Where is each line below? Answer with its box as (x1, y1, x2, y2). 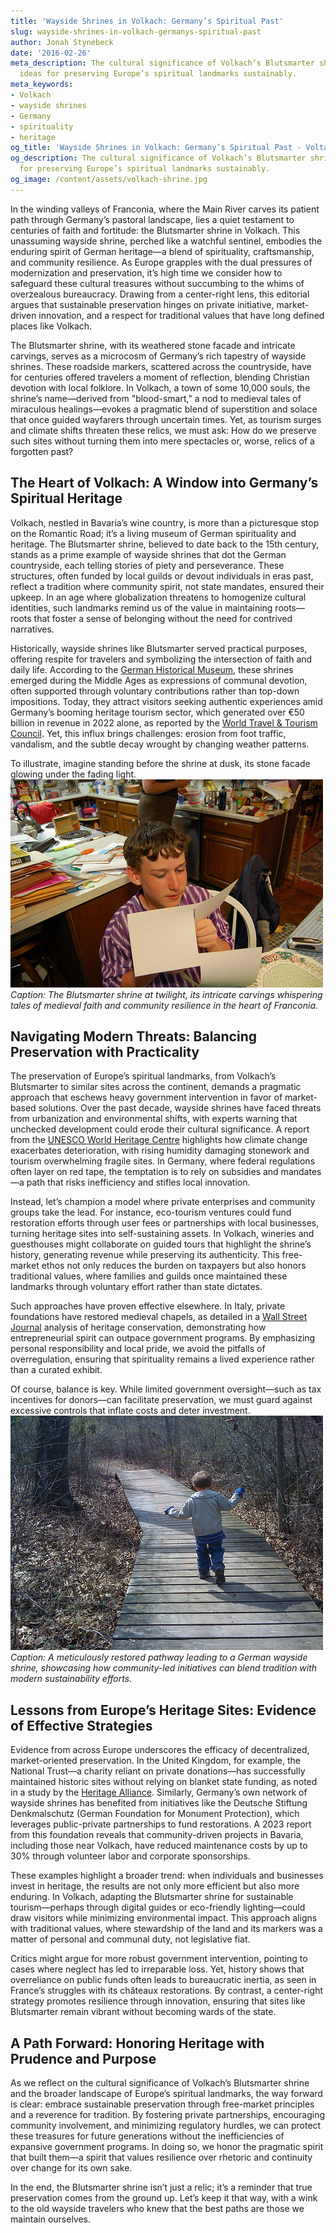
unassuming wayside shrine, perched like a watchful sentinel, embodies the (10, 235, 323, 247)
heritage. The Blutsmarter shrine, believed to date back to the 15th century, (10, 538, 320, 550)
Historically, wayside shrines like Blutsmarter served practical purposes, (10, 642, 308, 654)
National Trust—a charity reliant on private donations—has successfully (10, 1765, 306, 1777)
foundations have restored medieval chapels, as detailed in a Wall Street (10, 1311, 308, 1323)
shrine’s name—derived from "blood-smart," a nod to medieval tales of (10, 392, 302, 404)
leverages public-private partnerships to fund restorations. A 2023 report (10, 1818, 312, 1830)
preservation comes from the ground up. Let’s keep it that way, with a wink (10, 2192, 318, 2204)
